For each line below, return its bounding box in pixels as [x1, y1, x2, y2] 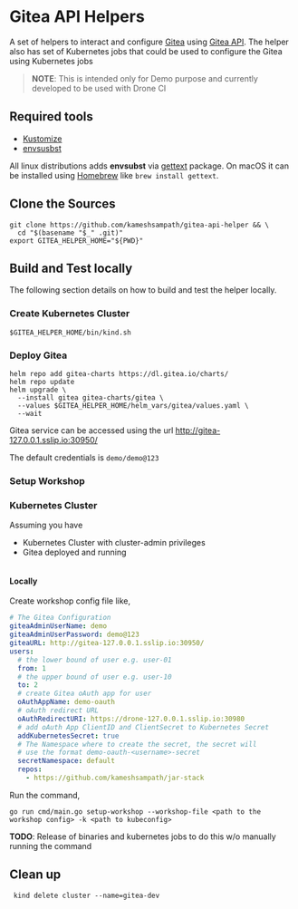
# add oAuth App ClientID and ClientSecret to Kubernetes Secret [17, 722, 270, 731]
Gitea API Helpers [9, 6, 145, 27]
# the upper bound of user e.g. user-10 [17, 672, 172, 682]
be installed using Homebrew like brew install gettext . [9, 169, 219, 180]
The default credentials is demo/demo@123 [9, 451, 159, 463]
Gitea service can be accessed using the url [9, 424, 174, 436]
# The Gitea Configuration [9, 614, 111, 623]
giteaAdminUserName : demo [9, 622, 107, 631]
